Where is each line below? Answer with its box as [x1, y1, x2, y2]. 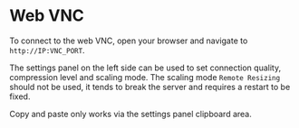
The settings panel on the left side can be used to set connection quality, [9, 62, 282, 73]
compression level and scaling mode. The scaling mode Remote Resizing [9, 71, 281, 82]
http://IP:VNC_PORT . [9, 44, 85, 55]
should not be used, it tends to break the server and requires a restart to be [9, 81, 291, 92]
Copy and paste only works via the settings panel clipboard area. [9, 108, 252, 119]
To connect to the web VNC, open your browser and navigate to [9, 35, 248, 46]
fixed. [9, 91, 31, 102]
